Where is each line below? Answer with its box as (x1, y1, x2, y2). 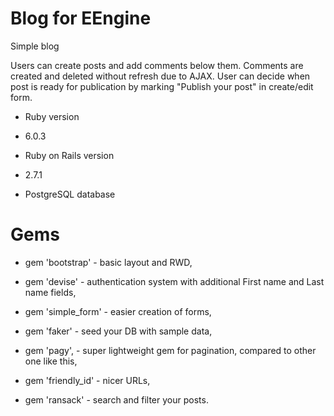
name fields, (24, 286, 77, 298)
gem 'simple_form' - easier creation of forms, (24, 305, 212, 317)
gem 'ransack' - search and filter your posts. (24, 393, 209, 406)
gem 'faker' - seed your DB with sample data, (24, 325, 213, 337)
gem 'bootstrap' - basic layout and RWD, (24, 256, 193, 268)
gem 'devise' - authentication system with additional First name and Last (24, 275, 325, 287)
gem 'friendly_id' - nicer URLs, (24, 374, 151, 386)
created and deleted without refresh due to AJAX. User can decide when (10, 70, 311, 82)
